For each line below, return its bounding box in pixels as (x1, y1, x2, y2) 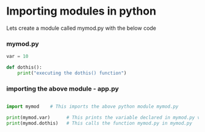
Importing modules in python (6, 4, 157, 18)
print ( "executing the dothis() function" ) (17, 70, 127, 76)
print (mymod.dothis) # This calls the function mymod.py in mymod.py (6, 120, 192, 126)
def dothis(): (6, 64, 43, 71)
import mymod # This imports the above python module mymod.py (6, 103, 179, 110)
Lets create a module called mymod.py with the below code (6, 24, 157, 32)
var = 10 (6, 54, 29, 60)
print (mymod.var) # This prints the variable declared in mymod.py (6, 114, 195, 121)
